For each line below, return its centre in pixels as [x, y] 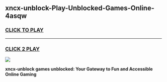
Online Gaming [21, 74]
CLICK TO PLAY [24, 30]
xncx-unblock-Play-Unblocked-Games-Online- [80, 8]
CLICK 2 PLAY [22, 49]
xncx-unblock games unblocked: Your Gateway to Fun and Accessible [79, 69]
